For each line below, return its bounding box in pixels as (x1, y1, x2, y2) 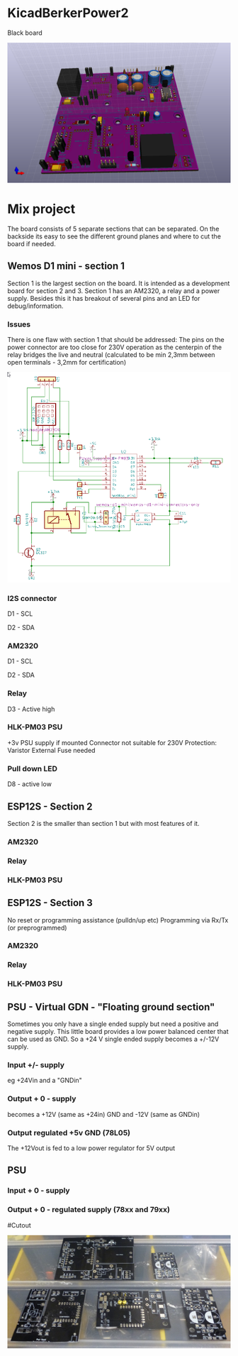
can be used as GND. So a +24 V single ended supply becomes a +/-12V (7, 1035, 220, 1044)
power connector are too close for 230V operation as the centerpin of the (7, 343, 222, 351)
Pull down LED (7, 764, 58, 773)
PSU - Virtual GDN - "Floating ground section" (7, 1001, 215, 1013)
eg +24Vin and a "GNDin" (7, 1076, 83, 1085)
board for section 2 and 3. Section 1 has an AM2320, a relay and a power (7, 286, 220, 295)
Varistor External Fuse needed (7, 746, 96, 754)
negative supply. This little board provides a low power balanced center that (7, 1027, 229, 1036)
